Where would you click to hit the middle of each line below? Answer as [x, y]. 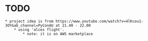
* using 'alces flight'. [39, 29]
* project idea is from [29, 21]
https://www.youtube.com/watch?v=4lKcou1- [99, 21]
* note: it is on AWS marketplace [58, 34]
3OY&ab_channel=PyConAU [29, 25]
